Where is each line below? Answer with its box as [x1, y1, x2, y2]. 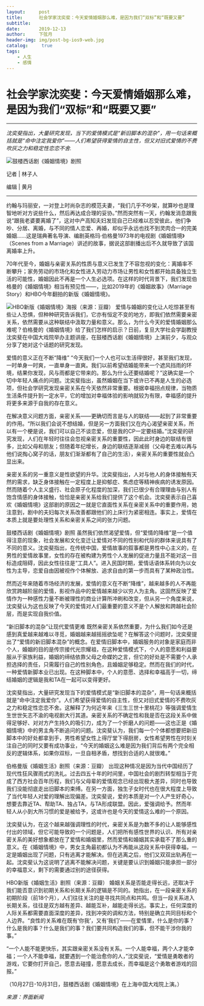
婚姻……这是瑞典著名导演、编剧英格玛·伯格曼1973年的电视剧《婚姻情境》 [6, 232, 185, 239]
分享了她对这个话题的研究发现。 [6, 341, 86, 348]
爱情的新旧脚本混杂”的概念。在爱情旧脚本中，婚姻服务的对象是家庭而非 [19, 638, 197, 645]
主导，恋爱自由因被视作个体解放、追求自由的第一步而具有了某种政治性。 [16, 567, 197, 575]
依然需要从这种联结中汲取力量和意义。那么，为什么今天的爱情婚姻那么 [22, 319, 197, 326]
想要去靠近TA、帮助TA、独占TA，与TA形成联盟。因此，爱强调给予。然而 [6, 801, 187, 808]
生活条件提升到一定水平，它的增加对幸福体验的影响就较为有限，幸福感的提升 [6, 392, 197, 399]
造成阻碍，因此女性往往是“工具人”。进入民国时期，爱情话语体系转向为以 [11, 559, 192, 567]
